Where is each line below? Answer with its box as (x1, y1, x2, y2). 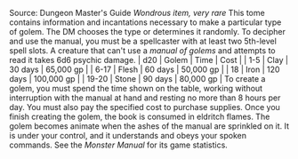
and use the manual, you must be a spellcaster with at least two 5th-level (9, 36, 278, 46)
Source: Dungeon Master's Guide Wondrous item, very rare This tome (9, 8, 265, 18)
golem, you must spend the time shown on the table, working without (9, 83, 263, 93)
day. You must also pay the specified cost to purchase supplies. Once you (9, 102, 280, 112)
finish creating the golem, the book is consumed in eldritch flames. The (9, 111, 270, 122)
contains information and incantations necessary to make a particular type (9, 17, 282, 28)
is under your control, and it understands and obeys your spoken (9, 131, 247, 140)
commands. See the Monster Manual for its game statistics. (9, 139, 229, 150)
